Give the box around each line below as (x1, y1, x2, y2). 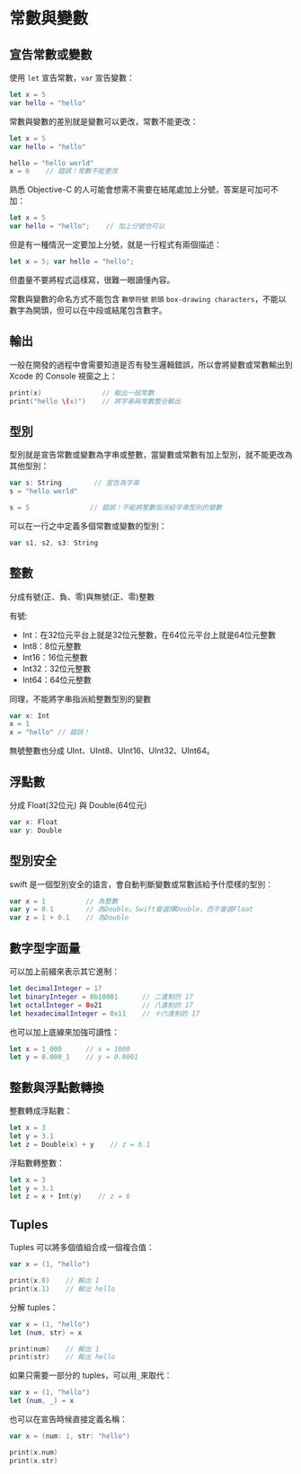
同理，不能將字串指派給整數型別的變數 (9, 693, 151, 704)
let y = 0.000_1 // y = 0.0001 (9, 1052, 139, 1061)
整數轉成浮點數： (9, 1105, 73, 1116)
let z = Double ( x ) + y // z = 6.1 (9, 1140, 151, 1149)
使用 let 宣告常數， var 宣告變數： (9, 73, 135, 83)
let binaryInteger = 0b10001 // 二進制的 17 (9, 992, 193, 1001)
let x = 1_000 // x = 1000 (9, 1044, 130, 1053)
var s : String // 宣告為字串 (9, 478, 140, 488)
